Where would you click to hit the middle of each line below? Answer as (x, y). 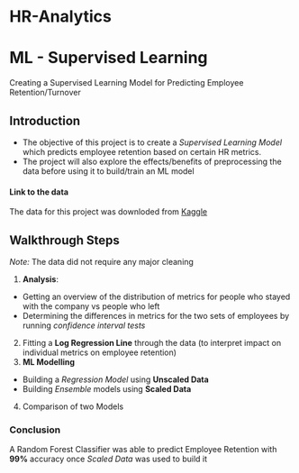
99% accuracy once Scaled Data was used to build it (108, 459)
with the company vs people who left (91, 306)
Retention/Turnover (45, 93)
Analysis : (40, 279)
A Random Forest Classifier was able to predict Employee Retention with (143, 450)
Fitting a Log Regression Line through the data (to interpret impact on (152, 342)
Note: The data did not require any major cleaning (101, 261)
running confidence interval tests (84, 325)
